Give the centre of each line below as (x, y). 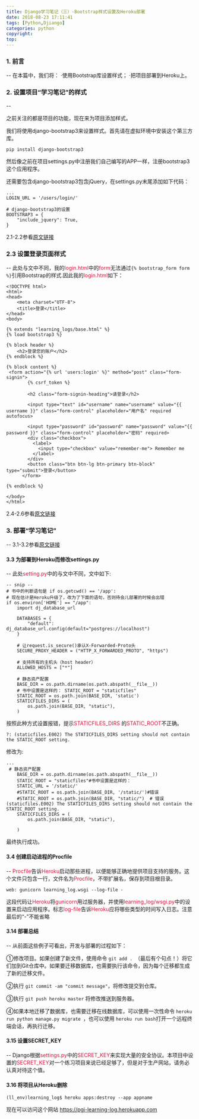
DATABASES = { (34, 618)
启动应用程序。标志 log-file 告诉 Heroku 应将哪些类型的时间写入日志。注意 (104, 909)
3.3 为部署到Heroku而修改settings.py (53, 559)
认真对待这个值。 (27, 1070)
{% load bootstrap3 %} (34, 334)
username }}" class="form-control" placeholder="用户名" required (89, 411)
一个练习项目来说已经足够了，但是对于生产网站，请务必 (122, 1062)
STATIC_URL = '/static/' (48, 786)
